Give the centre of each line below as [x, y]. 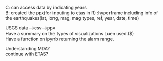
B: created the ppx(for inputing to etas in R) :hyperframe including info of [82, 13]
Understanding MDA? [28, 49]
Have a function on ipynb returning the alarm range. [60, 39]
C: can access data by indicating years [46, 7]
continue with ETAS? [27, 54]
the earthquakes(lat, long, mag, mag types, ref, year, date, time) [72, 18]
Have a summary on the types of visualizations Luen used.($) [70, 33]
